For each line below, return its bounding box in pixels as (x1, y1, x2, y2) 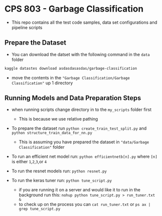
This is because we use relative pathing (18, 116, 98, 122)
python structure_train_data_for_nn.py (11, 131, 93, 136)
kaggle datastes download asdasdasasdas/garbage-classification (4, 66, 137, 71)
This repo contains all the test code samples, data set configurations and (11, 19, 158, 25)
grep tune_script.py (18, 207, 61, 212)
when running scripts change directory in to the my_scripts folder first (11, 107, 152, 112)
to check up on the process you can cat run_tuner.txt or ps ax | (18, 201, 151, 207)
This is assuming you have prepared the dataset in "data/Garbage (18, 139, 149, 145)
